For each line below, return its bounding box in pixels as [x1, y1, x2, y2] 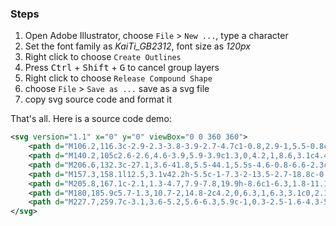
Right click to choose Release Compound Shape [24, 72, 213, 84]
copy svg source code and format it [24, 93, 172, 106]
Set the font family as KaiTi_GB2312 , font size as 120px [24, 40, 251, 52]
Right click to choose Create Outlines [24, 51, 182, 63]
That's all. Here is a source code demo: [10, 113, 172, 125]
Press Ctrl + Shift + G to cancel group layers [24, 62, 220, 74]
